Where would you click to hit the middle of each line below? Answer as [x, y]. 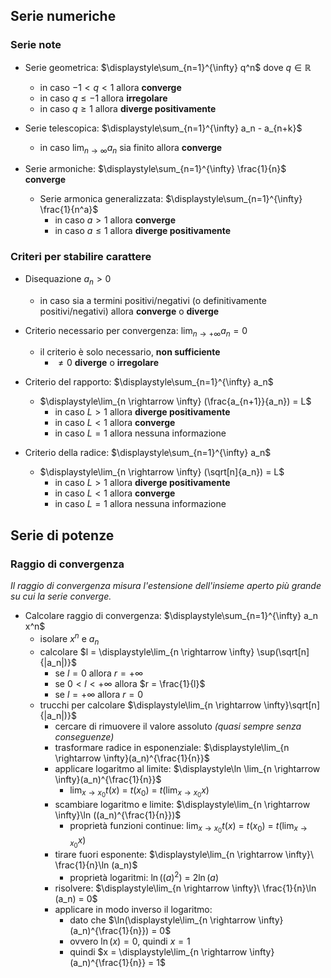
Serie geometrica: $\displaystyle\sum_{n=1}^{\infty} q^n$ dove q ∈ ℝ [168, 67]
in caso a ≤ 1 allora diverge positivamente [143, 231]
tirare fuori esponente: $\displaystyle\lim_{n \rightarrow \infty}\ [184, 854]
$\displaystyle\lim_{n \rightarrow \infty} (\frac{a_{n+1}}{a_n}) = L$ [175, 401]
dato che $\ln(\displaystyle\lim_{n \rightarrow [163, 920]
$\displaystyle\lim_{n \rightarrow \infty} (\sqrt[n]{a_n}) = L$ [162, 472]
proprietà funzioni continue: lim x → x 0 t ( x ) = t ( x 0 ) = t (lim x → [188, 827]
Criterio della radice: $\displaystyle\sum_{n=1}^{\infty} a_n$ [148, 453]
